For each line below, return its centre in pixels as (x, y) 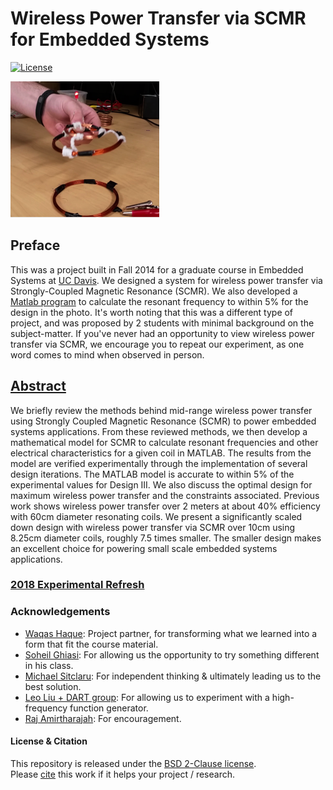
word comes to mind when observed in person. (107, 354)
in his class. (49, 665)
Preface (35, 245)
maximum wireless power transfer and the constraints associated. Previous (165, 495)
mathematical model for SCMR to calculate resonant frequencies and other (164, 442)
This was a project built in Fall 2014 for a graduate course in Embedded (157, 269)
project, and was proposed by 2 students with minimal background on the (162, 323)
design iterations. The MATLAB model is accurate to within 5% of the (152, 474)
